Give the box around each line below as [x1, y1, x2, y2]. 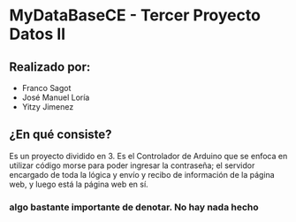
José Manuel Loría [21, 92, 90, 103]
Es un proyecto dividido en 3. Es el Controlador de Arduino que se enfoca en [9, 150, 288, 161]
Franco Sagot [21, 83, 72, 93]
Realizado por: [9, 59, 91, 74]
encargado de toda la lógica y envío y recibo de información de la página [9, 169, 276, 180]
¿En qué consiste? [9, 127, 112, 142]
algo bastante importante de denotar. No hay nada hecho [9, 201, 259, 213]
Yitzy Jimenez [21, 102, 74, 111]
